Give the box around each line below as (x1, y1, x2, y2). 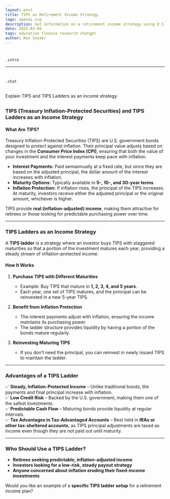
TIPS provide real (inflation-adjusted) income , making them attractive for (5, 205, 159, 212)
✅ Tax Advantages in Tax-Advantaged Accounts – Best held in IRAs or (5, 417, 155, 423)
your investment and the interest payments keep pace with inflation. (5, 154, 147, 160)
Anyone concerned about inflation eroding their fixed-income (12, 468, 145, 474)
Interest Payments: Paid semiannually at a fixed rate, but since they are (12, 163, 162, 170)
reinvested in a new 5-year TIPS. (20, 294, 89, 300)
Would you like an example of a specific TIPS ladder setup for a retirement (5, 483, 162, 489)
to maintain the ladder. (20, 355, 67, 361)
